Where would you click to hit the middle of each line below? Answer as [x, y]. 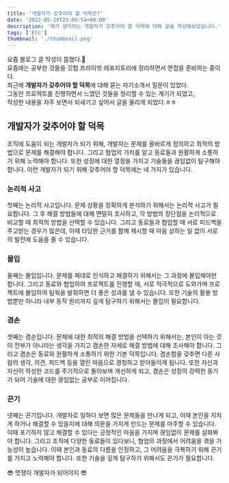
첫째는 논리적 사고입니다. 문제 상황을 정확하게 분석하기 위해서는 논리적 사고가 [109, 205]
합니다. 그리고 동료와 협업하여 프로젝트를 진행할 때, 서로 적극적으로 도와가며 [107, 284]
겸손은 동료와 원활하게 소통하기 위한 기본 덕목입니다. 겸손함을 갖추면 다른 [116, 353]
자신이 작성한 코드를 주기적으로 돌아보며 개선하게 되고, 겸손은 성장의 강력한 [107, 370]
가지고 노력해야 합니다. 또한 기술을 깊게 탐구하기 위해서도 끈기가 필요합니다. [114, 458]
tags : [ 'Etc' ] [27, 33]
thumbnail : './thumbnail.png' [50, 39]
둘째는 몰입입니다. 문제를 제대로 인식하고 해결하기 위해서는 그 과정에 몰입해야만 [112, 275]
